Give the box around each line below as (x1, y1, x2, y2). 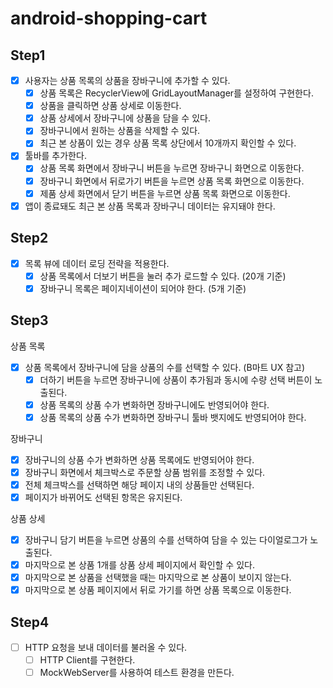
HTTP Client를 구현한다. (39, 654, 136, 666)
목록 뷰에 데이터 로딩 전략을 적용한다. (24, 257, 170, 269)
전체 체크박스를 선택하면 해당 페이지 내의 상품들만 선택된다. (24, 478, 255, 491)
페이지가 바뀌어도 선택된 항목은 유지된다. (24, 491, 183, 503)
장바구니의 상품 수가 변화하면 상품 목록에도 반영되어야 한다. (24, 453, 255, 466)
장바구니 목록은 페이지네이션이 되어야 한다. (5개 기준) (39, 282, 247, 294)
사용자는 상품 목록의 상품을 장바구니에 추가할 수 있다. (24, 75, 231, 86)
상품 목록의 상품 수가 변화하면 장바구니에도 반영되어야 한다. (39, 398, 270, 411)
